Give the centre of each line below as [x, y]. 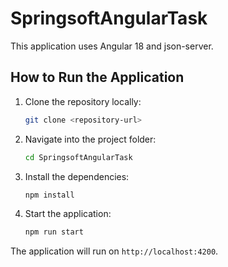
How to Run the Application [97, 77]
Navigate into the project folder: [90, 139]
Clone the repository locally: [83, 101]
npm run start [54, 232]
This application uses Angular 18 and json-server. [112, 46]
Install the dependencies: [77, 176]
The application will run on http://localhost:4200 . [114, 251]
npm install [49, 195]
